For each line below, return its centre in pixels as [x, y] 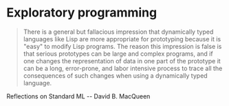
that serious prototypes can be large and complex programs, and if [118, 54]
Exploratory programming [82, 13]
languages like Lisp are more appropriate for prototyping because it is [122, 39]
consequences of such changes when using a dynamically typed [115, 75]
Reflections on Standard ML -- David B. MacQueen [78, 96]
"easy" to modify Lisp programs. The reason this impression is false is [122, 46]
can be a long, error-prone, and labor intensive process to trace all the [123, 68]
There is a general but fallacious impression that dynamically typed [118, 32]
